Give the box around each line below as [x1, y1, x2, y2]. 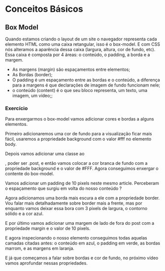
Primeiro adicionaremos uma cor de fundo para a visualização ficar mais [5, 131, 152, 137]
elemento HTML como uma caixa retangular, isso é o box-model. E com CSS [5, 41, 160, 47]
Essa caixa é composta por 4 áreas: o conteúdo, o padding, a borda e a [5, 52, 150, 58]
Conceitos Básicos [5, 3, 83, 15]
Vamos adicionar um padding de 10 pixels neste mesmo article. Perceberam [5, 181, 159, 186]
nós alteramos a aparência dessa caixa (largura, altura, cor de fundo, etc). [5, 47, 156, 52]
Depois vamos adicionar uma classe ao [5, 151, 85, 157]
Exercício [5, 105, 28, 112]
